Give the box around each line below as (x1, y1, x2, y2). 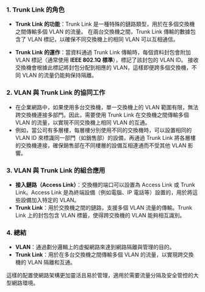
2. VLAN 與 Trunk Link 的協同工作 (6, 89, 106, 97)
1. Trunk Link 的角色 (6, 5, 65, 13)
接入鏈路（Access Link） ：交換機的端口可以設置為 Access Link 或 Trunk (15, 181, 195, 188)
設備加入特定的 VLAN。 (20, 196, 80, 203)
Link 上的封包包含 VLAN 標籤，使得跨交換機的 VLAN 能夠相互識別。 (15, 211, 185, 219)
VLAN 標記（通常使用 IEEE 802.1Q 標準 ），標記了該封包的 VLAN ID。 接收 (15, 56, 199, 64)
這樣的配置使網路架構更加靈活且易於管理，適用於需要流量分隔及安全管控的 (6, 272, 193, 279)
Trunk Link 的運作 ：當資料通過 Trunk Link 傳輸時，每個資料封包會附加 (15, 49, 191, 56)
